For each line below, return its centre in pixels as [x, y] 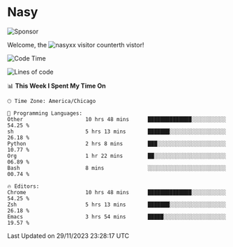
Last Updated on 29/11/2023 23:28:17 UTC [68, 236]
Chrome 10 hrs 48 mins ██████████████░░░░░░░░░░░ [117, 192]
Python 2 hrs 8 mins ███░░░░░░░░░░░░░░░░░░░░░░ [117, 143]
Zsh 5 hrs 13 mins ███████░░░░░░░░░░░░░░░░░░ [117, 205]
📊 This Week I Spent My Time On [57, 86]
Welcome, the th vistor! [76, 45]
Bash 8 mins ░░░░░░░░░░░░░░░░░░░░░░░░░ [117, 168]
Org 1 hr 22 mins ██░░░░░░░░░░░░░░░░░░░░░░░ [117, 156]
